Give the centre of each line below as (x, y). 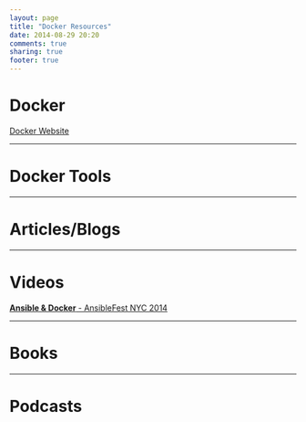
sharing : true (36, 52)
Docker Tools (61, 177)
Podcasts (46, 406)
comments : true (38, 43)
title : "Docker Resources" (61, 26)
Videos (37, 282)
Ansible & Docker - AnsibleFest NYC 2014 (89, 308)
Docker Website (40, 131)
